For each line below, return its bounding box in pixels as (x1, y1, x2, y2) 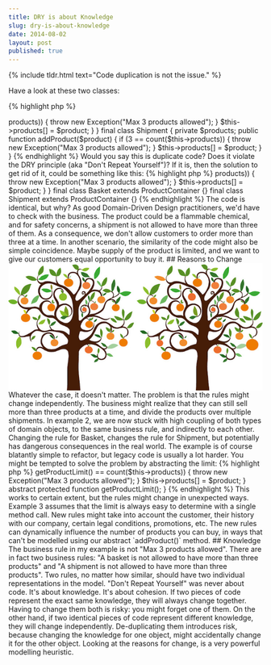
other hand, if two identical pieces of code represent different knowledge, (8, 613, 254, 623)
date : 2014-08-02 (8, 30, 67, 38)
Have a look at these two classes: (8, 86, 120, 96)
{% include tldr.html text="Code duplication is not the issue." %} (8, 70, 222, 80)
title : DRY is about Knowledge (8, 13, 114, 21)
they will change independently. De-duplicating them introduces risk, (8, 621, 238, 631)
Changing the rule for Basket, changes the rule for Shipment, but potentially (8, 433, 260, 443)
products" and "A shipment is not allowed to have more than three (8, 562, 227, 571)
